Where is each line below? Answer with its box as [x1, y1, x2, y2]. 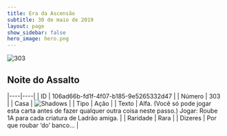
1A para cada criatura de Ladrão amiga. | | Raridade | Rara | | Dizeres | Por [7, 113, 217, 122]
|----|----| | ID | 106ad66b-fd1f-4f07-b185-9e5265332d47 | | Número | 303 [7, 92, 221, 100]
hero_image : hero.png [7, 36, 69, 42]
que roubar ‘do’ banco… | [7, 121, 79, 129]
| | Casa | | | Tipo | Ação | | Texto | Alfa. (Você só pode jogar [7, 99, 212, 107]
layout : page [7, 23, 45, 29]
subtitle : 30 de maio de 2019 [7, 16, 94, 23]
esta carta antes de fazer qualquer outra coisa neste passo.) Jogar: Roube [7, 107, 218, 115]
